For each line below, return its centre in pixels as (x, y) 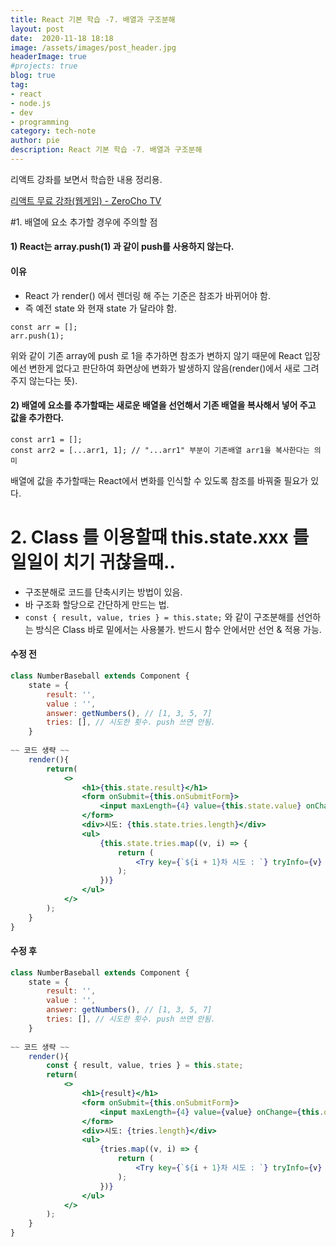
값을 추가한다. (37, 418)
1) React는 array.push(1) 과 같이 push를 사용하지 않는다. (122, 247)
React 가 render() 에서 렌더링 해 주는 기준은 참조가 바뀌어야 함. (148, 295)
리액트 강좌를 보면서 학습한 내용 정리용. (86, 179)
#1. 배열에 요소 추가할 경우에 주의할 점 (84, 222)
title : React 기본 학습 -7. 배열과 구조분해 (93, 19)
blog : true (33, 76)
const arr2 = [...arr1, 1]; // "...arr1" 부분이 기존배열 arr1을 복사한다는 (160, 450)
